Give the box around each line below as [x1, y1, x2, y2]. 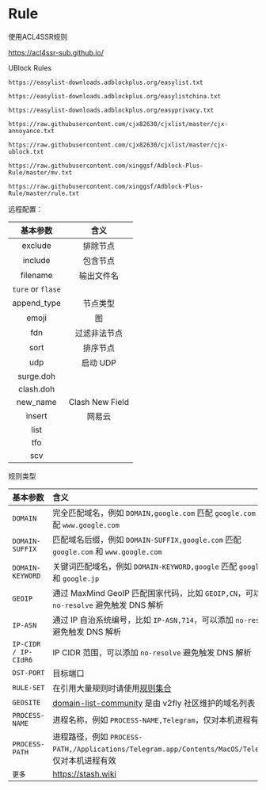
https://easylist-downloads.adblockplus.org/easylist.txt [8, 78, 203, 86]
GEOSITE [12, 698, 41, 707]
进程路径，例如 [52, 731, 108, 742]
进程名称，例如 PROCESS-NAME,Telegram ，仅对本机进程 [52, 714, 251, 725]
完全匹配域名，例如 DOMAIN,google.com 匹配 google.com [52, 507, 256, 518]
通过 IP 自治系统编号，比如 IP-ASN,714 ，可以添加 [52, 614, 234, 625]
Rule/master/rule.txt [8, 189, 80, 197]
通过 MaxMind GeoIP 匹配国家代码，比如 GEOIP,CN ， [52, 587, 246, 598]
